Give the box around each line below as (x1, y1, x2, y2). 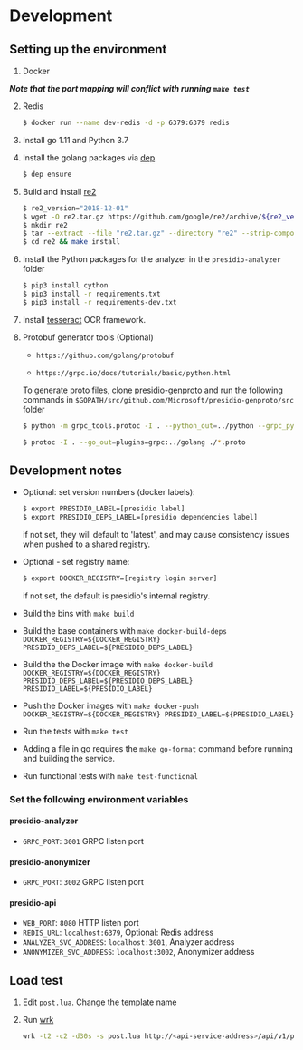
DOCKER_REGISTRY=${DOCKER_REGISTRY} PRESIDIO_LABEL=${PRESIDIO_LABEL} (22, 709, 295, 719)
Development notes (9, 462, 122, 478)
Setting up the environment (9, 42, 167, 57)
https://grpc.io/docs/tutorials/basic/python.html (35, 368, 232, 377)
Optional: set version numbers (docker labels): (22, 487, 196, 498)
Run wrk (22, 1015, 54, 1026)
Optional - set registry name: (22, 557, 130, 568)
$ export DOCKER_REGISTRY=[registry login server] (22, 574, 218, 583)
